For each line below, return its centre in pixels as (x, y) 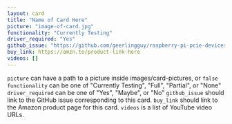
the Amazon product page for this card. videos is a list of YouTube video (110, 107)
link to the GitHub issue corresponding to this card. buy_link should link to (113, 100)
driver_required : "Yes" (41, 39)
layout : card (26, 13)
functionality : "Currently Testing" (60, 33)
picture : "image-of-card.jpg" (51, 26)
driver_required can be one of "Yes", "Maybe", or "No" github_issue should (116, 92)
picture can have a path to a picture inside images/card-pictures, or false (113, 78)
